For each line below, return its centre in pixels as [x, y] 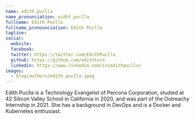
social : [15, 38]
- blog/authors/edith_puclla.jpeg [53, 76]
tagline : [16, 33]
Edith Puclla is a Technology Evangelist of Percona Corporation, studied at [95, 93]
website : [21, 44]
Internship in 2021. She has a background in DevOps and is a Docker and [93, 105]
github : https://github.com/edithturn [58, 60]
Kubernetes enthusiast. [34, 111]
